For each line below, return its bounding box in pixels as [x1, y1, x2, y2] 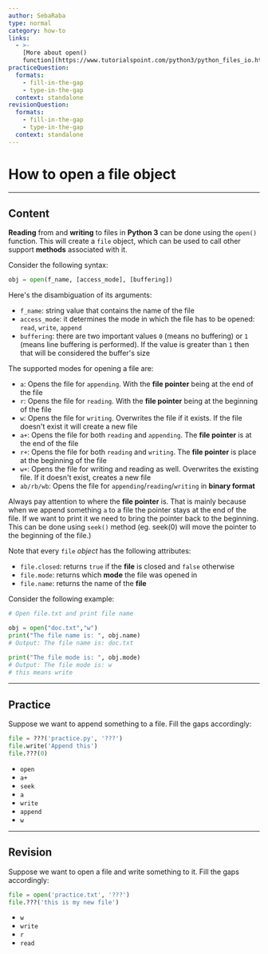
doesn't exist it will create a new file [19, 421, 138, 432]
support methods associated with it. [8, 245, 128, 254]
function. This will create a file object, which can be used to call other [8, 237, 241, 246]
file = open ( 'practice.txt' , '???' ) [8, 891, 130, 899]
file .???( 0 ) [8, 749, 48, 757]
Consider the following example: [8, 594, 115, 604]
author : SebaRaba [8, 11, 66, 20]
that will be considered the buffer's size [19, 349, 150, 358]
